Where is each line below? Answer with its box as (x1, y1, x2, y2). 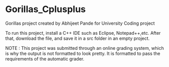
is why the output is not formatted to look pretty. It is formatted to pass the (5, 50, 160, 56)
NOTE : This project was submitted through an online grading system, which (5, 45, 164, 51)
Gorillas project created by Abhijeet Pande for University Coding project (5, 20, 155, 26)
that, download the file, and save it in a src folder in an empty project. (5, 35, 150, 41)
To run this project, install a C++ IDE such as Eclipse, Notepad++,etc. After (5, 30, 161, 36)
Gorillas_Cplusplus (5, 4, 86, 15)
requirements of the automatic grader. (5, 55, 85, 61)
